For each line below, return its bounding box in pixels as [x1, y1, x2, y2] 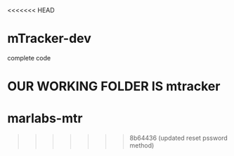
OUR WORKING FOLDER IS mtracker [7, 79, 221, 94]
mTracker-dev [7, 31, 91, 46]
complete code [7, 53, 51, 62]
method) [129, 141, 155, 150]
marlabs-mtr [7, 110, 83, 126]
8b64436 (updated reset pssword [129, 134, 228, 143]
